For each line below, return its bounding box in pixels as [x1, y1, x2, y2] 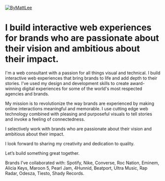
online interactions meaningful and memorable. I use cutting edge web [5, 105, 149, 111]
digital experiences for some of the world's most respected [22, 86, 142, 91]
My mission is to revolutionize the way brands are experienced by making [5, 100, 154, 106]
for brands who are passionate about [5, 33, 159, 44]
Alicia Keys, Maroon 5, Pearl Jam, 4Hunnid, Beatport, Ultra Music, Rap [5, 165, 148, 171]
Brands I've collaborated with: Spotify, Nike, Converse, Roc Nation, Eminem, [5, 160, 159, 166]
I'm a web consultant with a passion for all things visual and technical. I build [5, 70, 161, 76]
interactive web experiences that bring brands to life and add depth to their [5, 75, 158, 81]
